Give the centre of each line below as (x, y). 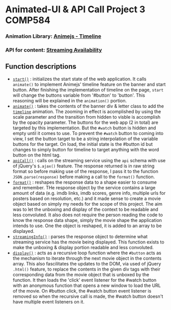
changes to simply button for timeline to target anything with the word (86, 149)
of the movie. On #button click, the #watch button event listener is (82, 291)
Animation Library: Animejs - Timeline (53, 36)
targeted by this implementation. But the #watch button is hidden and (84, 128)
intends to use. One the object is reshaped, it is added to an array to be (87, 226)
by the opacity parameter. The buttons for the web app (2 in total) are (85, 122)
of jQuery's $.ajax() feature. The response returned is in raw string (83, 166)
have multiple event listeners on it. (49, 302)
